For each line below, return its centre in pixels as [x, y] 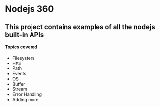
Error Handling [27, 94]
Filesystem [23, 58]
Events [19, 73]
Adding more [25, 99]
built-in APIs [25, 34]
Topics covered [21, 47]
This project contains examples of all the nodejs [80, 27]
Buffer [19, 84]
